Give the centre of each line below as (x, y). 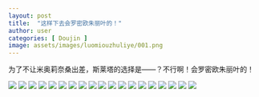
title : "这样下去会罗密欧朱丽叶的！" (65, 23)
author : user (30, 30)
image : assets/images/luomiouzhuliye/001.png (85, 46)
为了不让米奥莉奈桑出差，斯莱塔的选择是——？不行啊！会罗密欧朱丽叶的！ (131, 70)
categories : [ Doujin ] (48, 38)
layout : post (30, 16)
